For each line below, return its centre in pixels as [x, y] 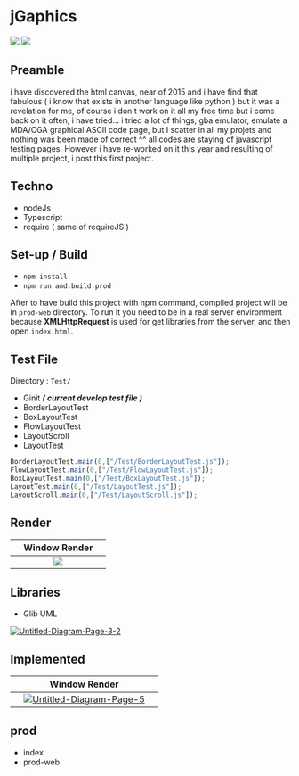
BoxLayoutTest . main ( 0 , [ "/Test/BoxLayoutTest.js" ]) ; [108, 478]
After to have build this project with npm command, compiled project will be [149, 303]
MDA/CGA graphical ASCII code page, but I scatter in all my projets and [141, 129]
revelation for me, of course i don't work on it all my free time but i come [142, 111]
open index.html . [42, 331]
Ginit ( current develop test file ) [83, 398]
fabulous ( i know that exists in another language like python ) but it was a [145, 101]
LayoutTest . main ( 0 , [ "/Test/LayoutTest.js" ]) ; [96, 487]
